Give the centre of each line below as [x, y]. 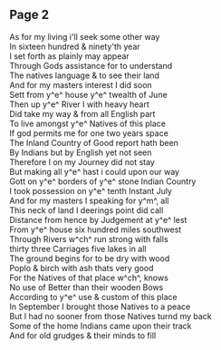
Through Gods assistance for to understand [91, 65]
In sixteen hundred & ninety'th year [75, 46]
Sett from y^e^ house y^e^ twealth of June [88, 94]
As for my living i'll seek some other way [85, 36]
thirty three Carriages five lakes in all [78, 248]
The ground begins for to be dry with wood [90, 258]
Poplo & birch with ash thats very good [82, 267]
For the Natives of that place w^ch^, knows [89, 277]
